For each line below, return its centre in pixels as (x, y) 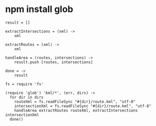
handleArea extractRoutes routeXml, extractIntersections (76, 110)
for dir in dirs (27, 97)
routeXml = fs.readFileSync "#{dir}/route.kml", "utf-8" (75, 101)
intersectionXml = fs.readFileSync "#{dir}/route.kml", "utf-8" (83, 106)
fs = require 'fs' (24, 84)
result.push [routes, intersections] (54, 62)
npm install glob (39, 9)
